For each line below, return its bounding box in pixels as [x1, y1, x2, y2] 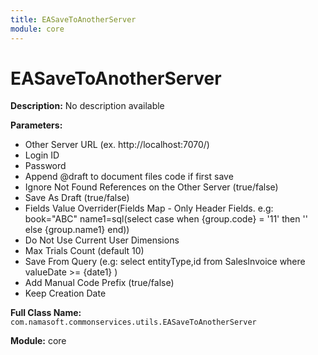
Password [24, 160, 67, 172]
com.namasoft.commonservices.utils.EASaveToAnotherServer [10, 317, 257, 328]
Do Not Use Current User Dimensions [24, 234, 180, 246]
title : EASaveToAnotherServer [10, 14, 137, 25]
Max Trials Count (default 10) [24, 245, 145, 257]
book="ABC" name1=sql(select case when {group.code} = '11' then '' [24, 213, 308, 225]
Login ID [24, 149, 60, 161]
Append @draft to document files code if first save [24, 171, 234, 183]
